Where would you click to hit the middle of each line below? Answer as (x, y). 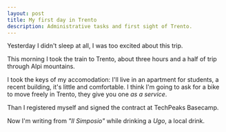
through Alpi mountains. (41, 67)
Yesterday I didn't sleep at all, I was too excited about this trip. (95, 46)
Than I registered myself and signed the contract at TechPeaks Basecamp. (113, 108)
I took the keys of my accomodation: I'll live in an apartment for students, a (113, 80)
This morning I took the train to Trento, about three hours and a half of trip (112, 59)
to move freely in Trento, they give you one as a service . (87, 94)
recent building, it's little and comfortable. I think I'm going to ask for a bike (113, 87)
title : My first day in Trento (52, 20)
